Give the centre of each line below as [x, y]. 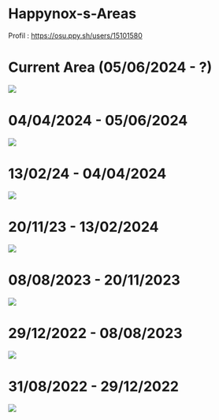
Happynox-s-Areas [72, 14]
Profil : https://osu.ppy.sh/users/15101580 [76, 35]
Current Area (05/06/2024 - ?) [110, 67]
